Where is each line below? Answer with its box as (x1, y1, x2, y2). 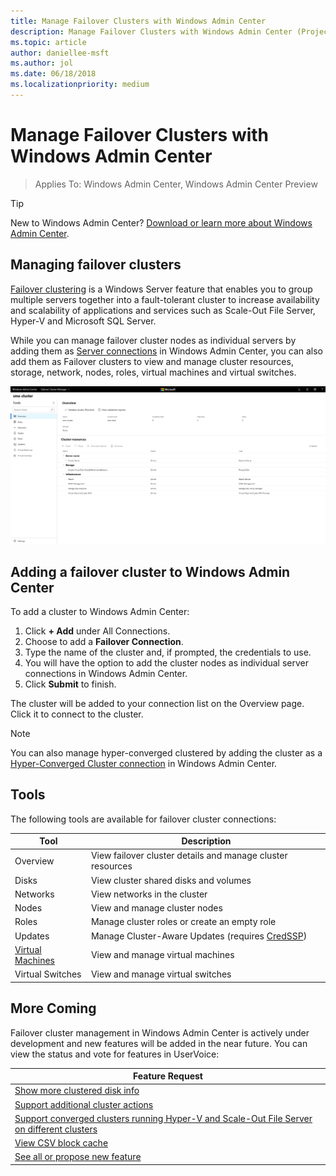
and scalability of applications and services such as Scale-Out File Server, (10, 304, 316, 316)
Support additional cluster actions (14, 1098, 154, 1110)
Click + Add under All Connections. (24, 625, 171, 637)
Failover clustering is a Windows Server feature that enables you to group (10, 283, 313, 295)
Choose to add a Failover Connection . (24, 635, 184, 647)
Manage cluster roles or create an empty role (90, 916, 277, 928)
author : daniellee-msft (10, 48, 110, 58)
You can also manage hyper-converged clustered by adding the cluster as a (10, 746, 323, 759)
